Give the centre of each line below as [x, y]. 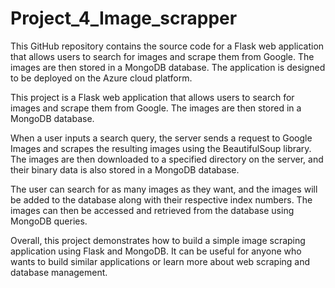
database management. [59, 272]
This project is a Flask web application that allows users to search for [152, 97]
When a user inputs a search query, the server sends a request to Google [161, 138]
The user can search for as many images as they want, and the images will [164, 189]
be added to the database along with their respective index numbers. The [161, 199]
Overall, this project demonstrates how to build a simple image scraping [158, 240]
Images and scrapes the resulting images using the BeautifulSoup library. [161, 148]
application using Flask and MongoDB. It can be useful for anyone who [156, 251]
